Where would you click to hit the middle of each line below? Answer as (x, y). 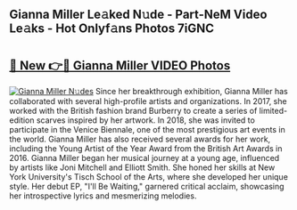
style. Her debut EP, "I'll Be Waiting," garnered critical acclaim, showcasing (147, 186)
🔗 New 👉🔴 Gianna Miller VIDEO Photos (120, 65)
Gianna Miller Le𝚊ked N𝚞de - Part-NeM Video (138, 15)
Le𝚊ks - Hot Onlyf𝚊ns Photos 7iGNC (112, 29)
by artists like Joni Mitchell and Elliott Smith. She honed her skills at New (142, 167)
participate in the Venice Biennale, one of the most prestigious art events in (147, 129)
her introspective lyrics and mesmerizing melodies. (103, 196)
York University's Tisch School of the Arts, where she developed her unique (148, 177)
